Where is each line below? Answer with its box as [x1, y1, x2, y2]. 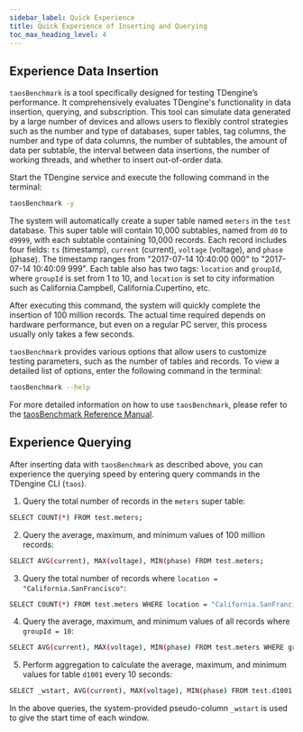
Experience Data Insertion [9, 63, 160, 79]
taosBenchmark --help [9, 383, 91, 393]
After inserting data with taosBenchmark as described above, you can [9, 459, 263, 469]
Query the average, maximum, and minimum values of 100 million [22, 529, 266, 540]
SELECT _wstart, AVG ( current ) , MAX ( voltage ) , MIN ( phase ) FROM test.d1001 [9, 687, 293, 696]
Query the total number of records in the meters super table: [22, 496, 246, 506]
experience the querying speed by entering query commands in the [9, 468, 261, 479]
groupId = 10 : [22, 625, 74, 636]
